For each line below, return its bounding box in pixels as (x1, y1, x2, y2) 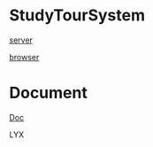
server (9, 35, 34, 45)
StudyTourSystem (9, 5, 146, 26)
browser (9, 51, 40, 62)
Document (9, 83, 88, 103)
